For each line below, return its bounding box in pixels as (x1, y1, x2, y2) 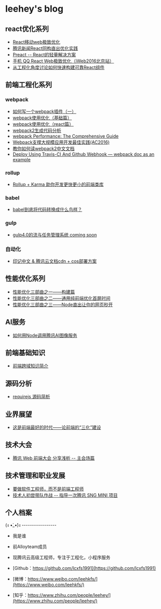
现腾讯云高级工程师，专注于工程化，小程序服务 (12, 554, 110, 561)
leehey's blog (5, 3, 64, 15)
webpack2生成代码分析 (12, 127, 62, 133)
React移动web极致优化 (12, 39, 61, 45)
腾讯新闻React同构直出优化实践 (12, 45, 78, 51)
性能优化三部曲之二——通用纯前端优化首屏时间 (12, 295, 110, 301)
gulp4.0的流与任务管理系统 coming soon (12, 231, 97, 238)
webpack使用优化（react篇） (12, 121, 74, 127)
